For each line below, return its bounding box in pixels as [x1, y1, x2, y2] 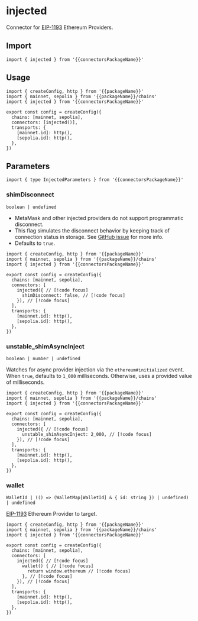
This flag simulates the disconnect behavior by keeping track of [14, 227, 170, 234]
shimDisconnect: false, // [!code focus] [21, 292, 126, 298]
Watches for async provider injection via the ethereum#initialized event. [6, 366, 184, 373]
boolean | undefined [6, 204, 57, 210]
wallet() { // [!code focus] [21, 563, 94, 569]
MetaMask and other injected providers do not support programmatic [14, 214, 184, 221]
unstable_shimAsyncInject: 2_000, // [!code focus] [21, 431, 152, 437]
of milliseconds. [6, 379, 45, 386]
